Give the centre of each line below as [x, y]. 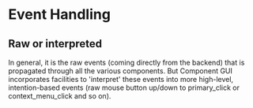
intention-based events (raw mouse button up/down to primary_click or [124, 88]
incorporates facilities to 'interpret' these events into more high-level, [121, 79]
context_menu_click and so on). [60, 96]
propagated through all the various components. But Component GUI [121, 71]
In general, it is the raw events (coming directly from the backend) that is [126, 62]
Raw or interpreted [55, 44]
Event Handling [59, 15]
